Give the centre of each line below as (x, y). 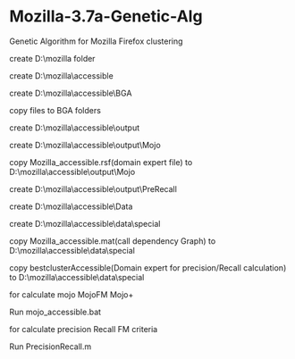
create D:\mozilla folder (52, 58)
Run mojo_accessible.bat (55, 312)
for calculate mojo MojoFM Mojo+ (72, 294)
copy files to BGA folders (55, 110)
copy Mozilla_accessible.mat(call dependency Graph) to (113, 241)
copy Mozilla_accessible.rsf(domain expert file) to (101, 162)
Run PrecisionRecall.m (51, 346)
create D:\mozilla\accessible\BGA (71, 93)
